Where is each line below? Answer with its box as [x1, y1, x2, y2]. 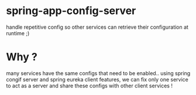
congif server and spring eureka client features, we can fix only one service [6, 76, 188, 83]
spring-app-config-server [6, 4, 136, 18]
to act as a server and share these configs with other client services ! [6, 82, 173, 89]
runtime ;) [6, 29, 30, 36]
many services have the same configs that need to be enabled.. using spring [6, 69, 191, 77]
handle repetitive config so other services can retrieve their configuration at [6, 23, 189, 30]
